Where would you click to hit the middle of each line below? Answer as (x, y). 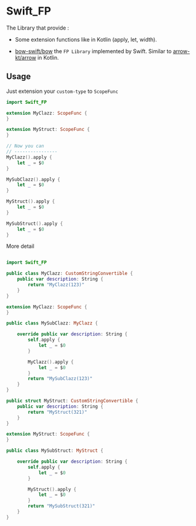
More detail (20, 246)
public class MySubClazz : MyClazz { (52, 323)
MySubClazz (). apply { (33, 179)
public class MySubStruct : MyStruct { (55, 451)
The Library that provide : (38, 28)
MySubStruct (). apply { (35, 223)
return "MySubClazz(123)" (60, 379)
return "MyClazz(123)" (56, 285)
